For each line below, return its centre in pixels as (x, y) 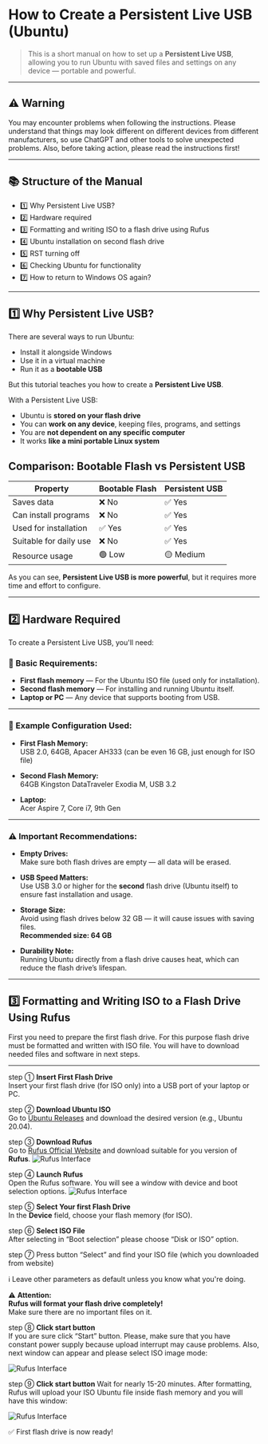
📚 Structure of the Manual (76, 182)
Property (52, 489)
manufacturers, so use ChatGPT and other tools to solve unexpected (121, 139)
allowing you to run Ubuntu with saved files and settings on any (132, 62)
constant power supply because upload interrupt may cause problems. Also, (134, 1344)
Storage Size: (43, 910)
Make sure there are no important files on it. (81, 1311)
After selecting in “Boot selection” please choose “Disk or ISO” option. (124, 1239)
